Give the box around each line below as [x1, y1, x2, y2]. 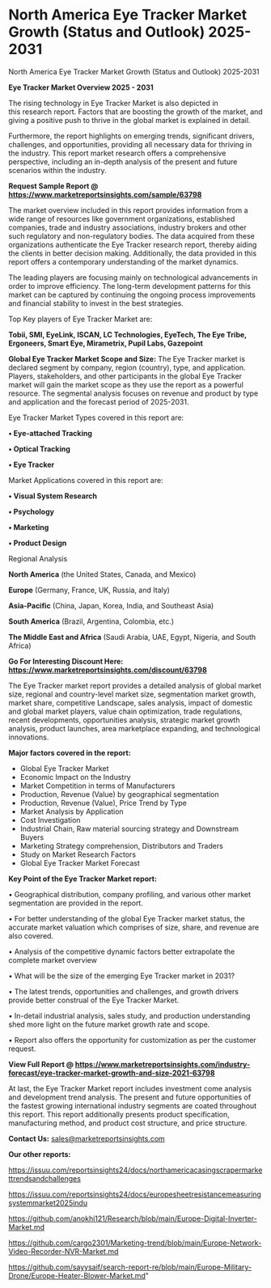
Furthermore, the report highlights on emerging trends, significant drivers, [8, 131, 255, 141]
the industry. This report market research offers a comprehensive [8, 148, 227, 158]
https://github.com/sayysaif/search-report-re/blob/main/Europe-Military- [8, 1262, 252, 1272]
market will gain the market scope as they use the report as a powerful [8, 379, 244, 389]
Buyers [19, 832, 44, 842]
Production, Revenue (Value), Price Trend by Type [19, 798, 188, 807]
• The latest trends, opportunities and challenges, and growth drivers [8, 986, 239, 996]
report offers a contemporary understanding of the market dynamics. [8, 256, 239, 266]
